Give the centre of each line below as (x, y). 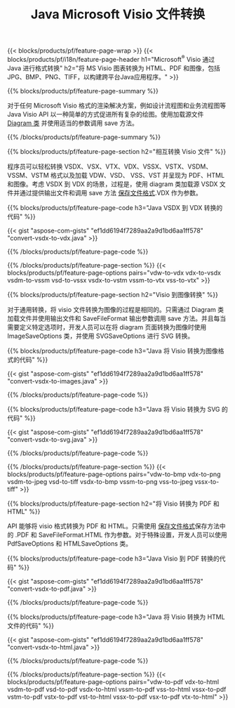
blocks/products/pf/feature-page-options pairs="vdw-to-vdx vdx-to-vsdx (114, 273)
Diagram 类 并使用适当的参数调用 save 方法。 (73, 123)
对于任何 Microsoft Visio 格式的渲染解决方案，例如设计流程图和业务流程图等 (117, 105)
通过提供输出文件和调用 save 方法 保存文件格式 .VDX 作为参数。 (110, 192)
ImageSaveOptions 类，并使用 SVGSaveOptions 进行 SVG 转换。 (101, 336)
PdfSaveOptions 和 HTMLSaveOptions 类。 (69, 543)
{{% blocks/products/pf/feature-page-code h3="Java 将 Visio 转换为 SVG (114, 409)
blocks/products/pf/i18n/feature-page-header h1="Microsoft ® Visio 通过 (111, 59)
